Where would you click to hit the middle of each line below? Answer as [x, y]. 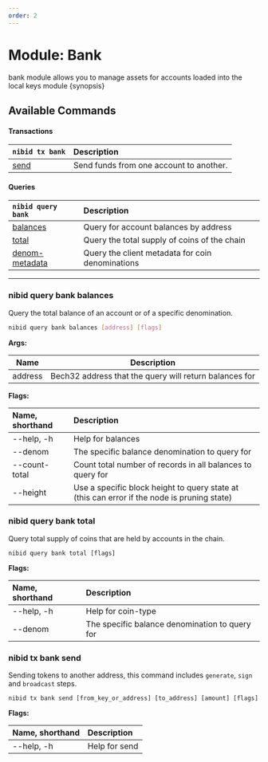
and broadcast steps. [43, 684]
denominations [111, 263]
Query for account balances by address [158, 227]
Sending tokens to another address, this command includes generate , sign [130, 675]
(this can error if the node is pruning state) [153, 497]
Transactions [31, 131]
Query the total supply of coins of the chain [164, 240]
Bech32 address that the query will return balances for [153, 375]
